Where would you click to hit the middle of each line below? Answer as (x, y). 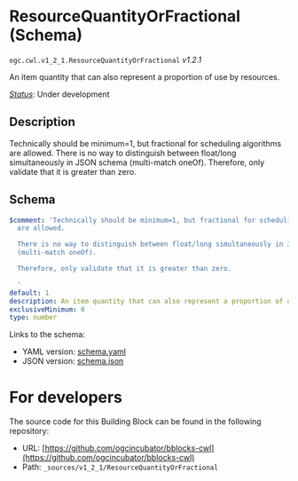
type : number (33, 318)
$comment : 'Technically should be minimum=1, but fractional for (132, 220)
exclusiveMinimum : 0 (47, 309)
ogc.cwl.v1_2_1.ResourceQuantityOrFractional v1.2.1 (106, 59)
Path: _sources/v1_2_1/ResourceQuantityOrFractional (120, 467)
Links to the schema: (47, 335)
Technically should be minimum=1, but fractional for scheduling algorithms (145, 143)
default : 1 (29, 293)
